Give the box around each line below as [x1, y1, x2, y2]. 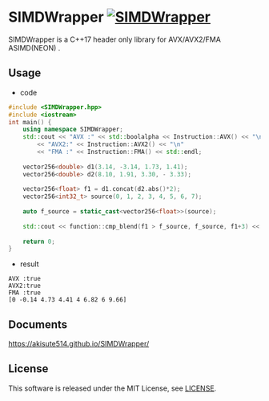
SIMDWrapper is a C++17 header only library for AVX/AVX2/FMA [8, 34, 222, 44]
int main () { [8, 118, 52, 126]
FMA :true [8, 289, 42, 297]
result [19, 259, 39, 269]
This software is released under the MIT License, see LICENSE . [8, 383, 217, 393]
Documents [8, 318, 68, 331]
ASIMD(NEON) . [8, 43, 61, 52]
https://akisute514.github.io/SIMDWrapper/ [8, 339, 150, 349]
